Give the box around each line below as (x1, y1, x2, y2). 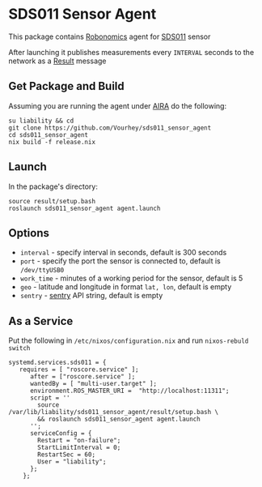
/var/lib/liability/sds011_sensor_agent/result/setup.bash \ (8, 408, 219, 417)
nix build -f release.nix (8, 138, 95, 146)
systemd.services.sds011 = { (8, 358, 107, 367)
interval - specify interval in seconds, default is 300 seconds (19, 248, 227, 258)
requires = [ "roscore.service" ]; (19, 365, 139, 374)
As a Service (8, 314, 74, 328)
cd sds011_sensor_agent (8, 130, 89, 139)
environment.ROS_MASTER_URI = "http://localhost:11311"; (29, 387, 230, 395)
